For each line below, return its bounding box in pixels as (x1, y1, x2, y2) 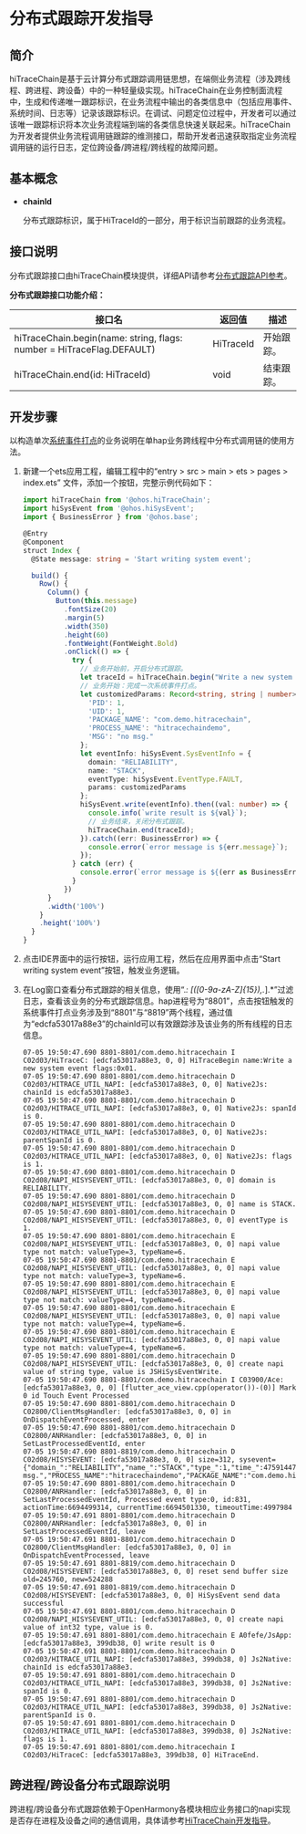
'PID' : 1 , (87, 698, 126, 707)
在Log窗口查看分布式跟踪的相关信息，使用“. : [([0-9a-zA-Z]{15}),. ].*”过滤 (22, 985, 294, 995)
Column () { (46, 588, 89, 598)
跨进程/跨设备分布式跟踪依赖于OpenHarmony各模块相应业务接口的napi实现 (9, 1803, 291, 1814)
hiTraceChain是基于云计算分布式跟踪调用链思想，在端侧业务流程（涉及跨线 (9, 74, 291, 84)
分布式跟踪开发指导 (9, 8, 154, 29)
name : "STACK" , (87, 766, 146, 776)
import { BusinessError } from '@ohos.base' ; (22, 513, 199, 522)
